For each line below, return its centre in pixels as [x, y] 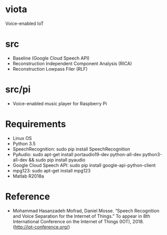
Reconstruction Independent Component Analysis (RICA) [72, 63]
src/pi [18, 90]
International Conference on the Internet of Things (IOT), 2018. [78, 221]
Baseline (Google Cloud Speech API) [51, 58]
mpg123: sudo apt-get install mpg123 [51, 170]
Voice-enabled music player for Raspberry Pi [60, 103]
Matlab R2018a [28, 176]
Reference [27, 196]
